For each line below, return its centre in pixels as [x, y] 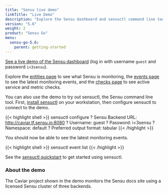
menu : [11, 38]
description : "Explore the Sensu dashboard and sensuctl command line [80, 19]
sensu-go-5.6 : [24, 43]
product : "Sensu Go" [27, 33]
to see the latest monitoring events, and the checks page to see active [77, 82]
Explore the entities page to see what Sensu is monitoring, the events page [82, 76]
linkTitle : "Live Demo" [30, 15]
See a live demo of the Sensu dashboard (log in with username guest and [80, 61]
